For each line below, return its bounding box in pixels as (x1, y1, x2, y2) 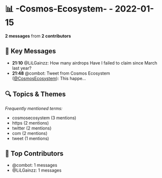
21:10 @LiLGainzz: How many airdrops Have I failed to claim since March (12, 60, 157, 65)
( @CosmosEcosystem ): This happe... (12, 75, 86, 81)
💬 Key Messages (5, 47, 57, 55)
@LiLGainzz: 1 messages (12, 167, 62, 173)
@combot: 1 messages (12, 162, 58, 168)
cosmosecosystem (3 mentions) (12, 114, 76, 121)
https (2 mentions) (12, 120, 49, 126)
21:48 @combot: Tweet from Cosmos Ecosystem (12, 70, 110, 76)
